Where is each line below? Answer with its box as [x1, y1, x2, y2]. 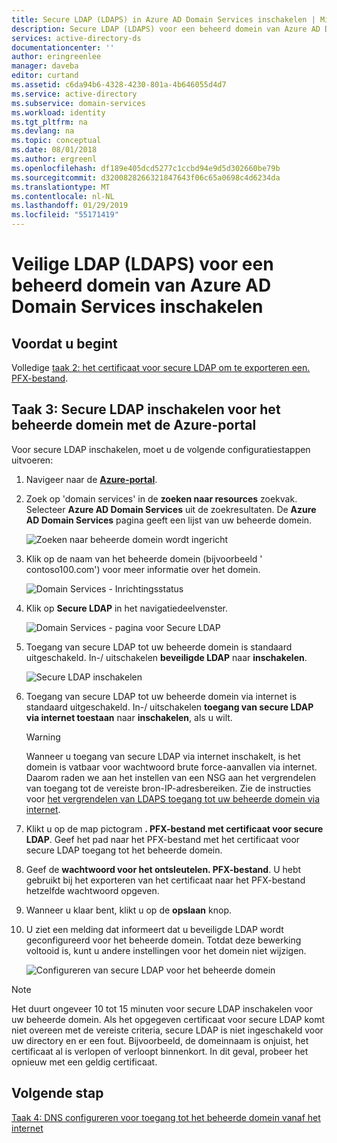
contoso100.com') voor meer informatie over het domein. [25, 563, 261, 575]
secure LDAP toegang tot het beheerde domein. [25, 844, 223, 856]
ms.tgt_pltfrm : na [11, 117, 88, 127]
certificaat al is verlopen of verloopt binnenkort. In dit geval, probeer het [11, 1045, 309, 1057]
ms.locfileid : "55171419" [11, 210, 119, 220]
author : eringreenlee [11, 52, 102, 62]
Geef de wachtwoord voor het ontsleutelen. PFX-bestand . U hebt [25, 863, 302, 875]
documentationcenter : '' [11, 42, 115, 53]
